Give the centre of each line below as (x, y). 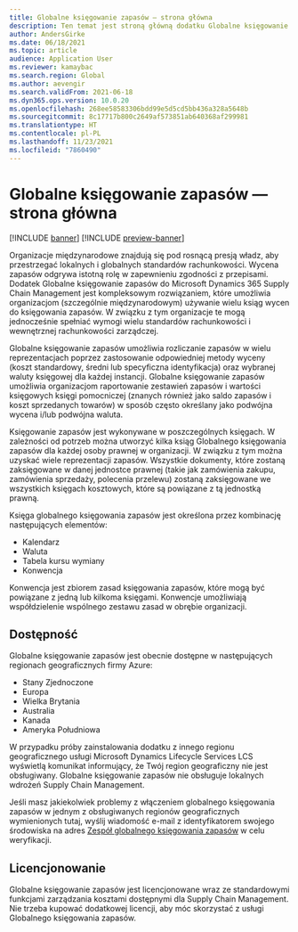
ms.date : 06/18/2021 (48, 42)
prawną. (24, 498)
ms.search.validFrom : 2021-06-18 (71, 92)
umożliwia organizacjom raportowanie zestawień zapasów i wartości (135, 386)
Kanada (36, 720)
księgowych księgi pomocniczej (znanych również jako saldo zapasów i (141, 395)
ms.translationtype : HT (53, 126)
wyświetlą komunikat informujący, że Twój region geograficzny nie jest (139, 766)
